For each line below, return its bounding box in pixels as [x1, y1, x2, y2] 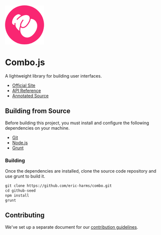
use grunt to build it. [5, 174, 45, 179]
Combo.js [5, 57, 45, 68]
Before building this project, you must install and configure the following [5, 120, 149, 126]
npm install [5, 193, 29, 198]
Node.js [12, 139, 28, 145]
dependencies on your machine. [5, 125, 70, 131]
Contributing [5, 211, 45, 219]
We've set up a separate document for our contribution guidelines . [5, 224, 139, 230]
